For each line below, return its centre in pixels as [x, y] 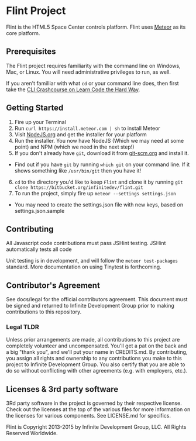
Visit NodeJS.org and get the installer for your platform [81, 134]
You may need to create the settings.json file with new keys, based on [99, 204]
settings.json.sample [39, 211]
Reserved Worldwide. [32, 433]
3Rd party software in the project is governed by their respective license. [94, 403]
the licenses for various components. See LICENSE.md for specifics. [89, 416]
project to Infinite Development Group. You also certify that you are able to [96, 364]
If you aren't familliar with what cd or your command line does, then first [93, 83]
